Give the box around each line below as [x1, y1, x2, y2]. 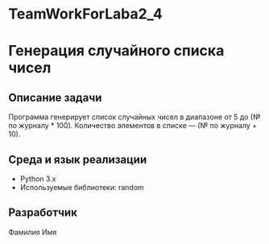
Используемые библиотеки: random [19, 183, 145, 192]
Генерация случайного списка [8, 42, 225, 60]
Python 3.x [19, 174, 56, 184]
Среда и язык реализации [8, 152, 147, 166]
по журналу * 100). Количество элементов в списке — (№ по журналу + [8, 121, 258, 130]
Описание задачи [8, 90, 102, 105]
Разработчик [8, 206, 78, 220]
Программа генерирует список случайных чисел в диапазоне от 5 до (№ [8, 112, 261, 122]
